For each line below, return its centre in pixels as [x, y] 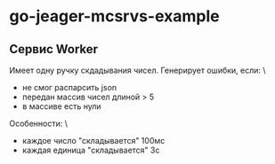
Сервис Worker [54, 49]
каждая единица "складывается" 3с [91, 150]
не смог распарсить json [69, 87]
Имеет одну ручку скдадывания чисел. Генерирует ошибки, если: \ [137, 70]
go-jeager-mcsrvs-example [114, 16]
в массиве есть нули [61, 106]
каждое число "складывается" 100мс [93, 141]
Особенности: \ [39, 123]
